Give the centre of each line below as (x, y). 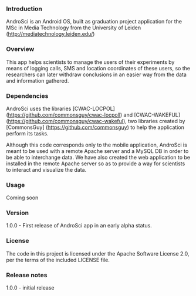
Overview (20, 49)
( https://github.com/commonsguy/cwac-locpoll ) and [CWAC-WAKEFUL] (93, 115)
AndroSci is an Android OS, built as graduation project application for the (94, 22)
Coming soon (22, 198)
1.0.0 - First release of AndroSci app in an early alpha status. (79, 226)
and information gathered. (38, 80)
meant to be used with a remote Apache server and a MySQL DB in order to (97, 151)
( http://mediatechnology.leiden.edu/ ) (50, 34)
